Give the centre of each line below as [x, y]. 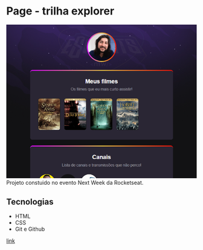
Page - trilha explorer [60, 11]
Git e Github [30, 229]
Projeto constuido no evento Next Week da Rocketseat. [75, 183]
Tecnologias [30, 201]
